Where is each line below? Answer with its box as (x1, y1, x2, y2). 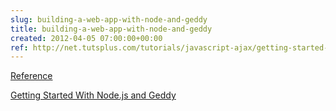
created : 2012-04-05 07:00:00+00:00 (10, 33, 163, 43)
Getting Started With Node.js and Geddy (10, 89, 177, 101)
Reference (10, 70, 53, 82)
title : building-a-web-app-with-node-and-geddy (10, 24, 213, 34)
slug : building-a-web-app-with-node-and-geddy (10, 14, 208, 25)
